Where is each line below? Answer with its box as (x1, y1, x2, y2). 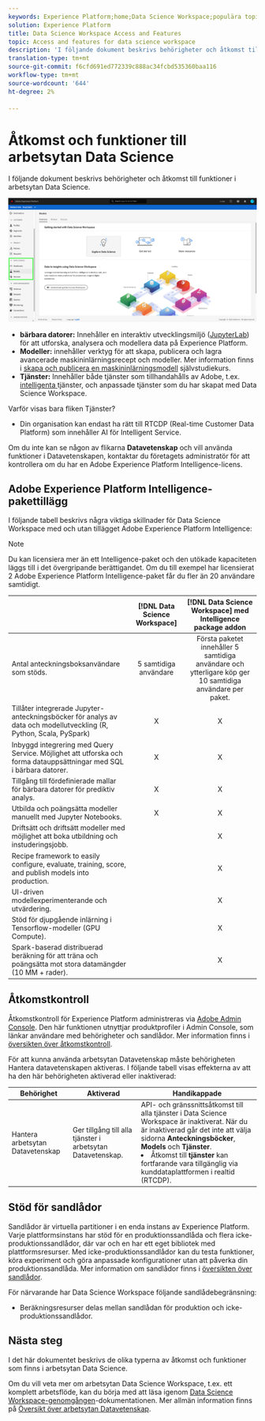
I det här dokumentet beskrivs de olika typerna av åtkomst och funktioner (8, 1355, 247, 1364)
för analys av (75, 712, 118, 722)
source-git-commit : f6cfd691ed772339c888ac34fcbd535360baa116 (8, 63, 217, 71)
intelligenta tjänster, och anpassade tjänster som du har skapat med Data (19, 380, 257, 389)
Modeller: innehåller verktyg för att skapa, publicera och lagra (19, 346, 222, 355)
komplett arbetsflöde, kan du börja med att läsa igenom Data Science (8, 1387, 233, 1397)
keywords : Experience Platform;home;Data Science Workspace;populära (8, 13, 242, 21)
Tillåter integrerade (11, 704, 73, 713)
